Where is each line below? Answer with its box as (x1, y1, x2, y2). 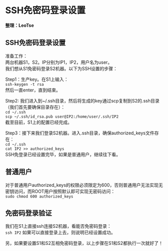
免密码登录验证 (5, 209, 52, 217)
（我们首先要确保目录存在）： (5, 104, 65, 110)
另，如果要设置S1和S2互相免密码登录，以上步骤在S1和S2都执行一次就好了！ (5, 240, 163, 246)
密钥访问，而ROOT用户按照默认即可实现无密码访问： (5, 188, 115, 194)
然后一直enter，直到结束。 (5, 87, 61, 93)
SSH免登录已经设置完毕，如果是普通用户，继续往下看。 (5, 151, 121, 157)
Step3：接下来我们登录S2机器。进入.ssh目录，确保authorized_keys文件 (5, 130, 155, 136)
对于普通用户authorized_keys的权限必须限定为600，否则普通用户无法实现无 (5, 182, 163, 188)
